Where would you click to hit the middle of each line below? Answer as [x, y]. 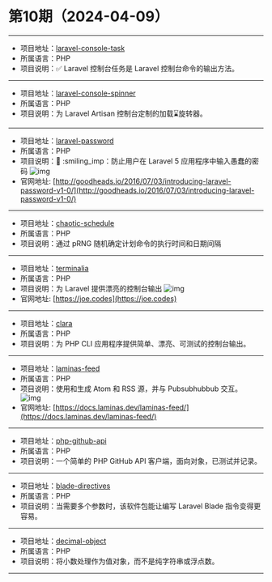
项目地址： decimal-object [63, 541]
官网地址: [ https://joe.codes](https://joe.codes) [98, 298]
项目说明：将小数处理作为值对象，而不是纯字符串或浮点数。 [119, 561]
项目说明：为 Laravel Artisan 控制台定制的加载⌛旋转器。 [114, 113]
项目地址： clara [46, 323]
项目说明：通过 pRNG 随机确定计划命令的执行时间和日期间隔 [121, 243]
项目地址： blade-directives [65, 486]
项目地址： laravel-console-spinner [78, 93]
